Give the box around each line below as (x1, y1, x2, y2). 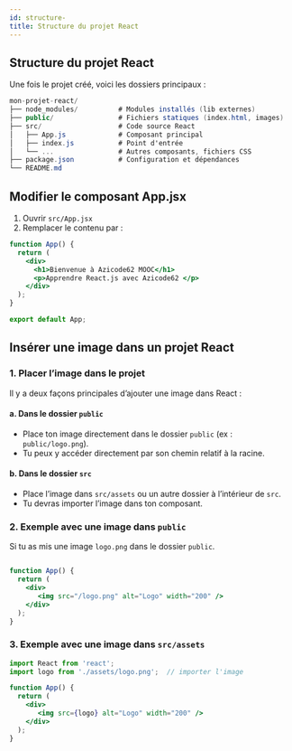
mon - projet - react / (9, 97, 78, 106)
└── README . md (9, 164, 63, 173)
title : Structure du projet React (9, 22, 140, 31)
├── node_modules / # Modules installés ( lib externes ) (9, 105, 256, 114)
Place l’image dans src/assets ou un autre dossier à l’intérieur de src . (22, 488, 282, 499)
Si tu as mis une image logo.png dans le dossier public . (9, 541, 215, 552)
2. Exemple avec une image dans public (9, 521, 187, 533)
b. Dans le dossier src (9, 468, 92, 479)
